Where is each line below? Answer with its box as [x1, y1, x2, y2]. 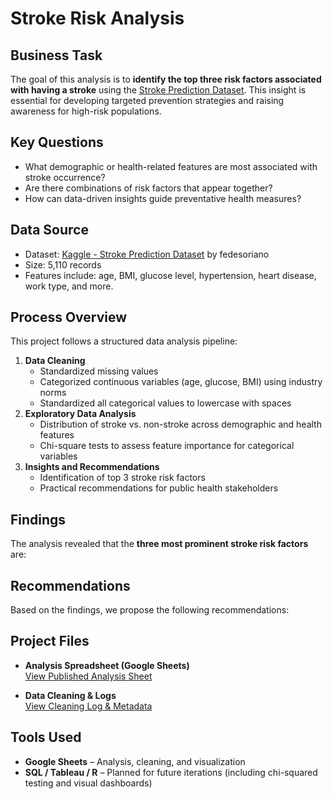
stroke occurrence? [24, 171, 106, 183]
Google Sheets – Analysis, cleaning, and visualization [24, 755, 246, 767]
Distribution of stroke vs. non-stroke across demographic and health [39, 418, 322, 431]
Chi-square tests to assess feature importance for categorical [39, 440, 295, 452]
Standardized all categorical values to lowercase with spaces [39, 397, 292, 409]
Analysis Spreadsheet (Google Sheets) [24, 659, 190, 671]
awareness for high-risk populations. [10, 105, 162, 117]
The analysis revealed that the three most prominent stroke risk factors [10, 538, 309, 550]
